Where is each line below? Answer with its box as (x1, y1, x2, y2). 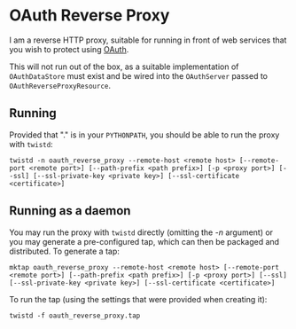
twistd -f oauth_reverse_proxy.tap (9, 311, 141, 320)
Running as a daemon (9, 203, 131, 218)
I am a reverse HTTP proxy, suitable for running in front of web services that (9, 35, 287, 45)
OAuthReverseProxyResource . (9, 80, 112, 90)
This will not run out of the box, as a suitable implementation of (9, 61, 239, 72)
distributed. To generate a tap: (9, 246, 120, 256)
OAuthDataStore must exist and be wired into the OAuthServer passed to (9, 70, 269, 81)
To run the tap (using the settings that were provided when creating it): (9, 294, 268, 304)
